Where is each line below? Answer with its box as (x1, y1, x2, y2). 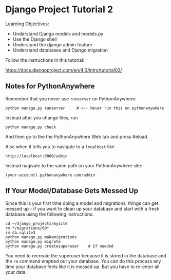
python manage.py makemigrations (5, 234, 77, 240)
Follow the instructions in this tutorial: (5, 57, 85, 63)
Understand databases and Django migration (12, 47, 108, 53)
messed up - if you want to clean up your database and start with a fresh (5, 205, 160, 212)
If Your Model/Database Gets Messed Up (5, 186, 139, 195)
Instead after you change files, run (5, 114, 78, 120)
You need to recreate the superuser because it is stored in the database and (5, 252, 166, 258)
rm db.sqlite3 (5, 230, 36, 235)
